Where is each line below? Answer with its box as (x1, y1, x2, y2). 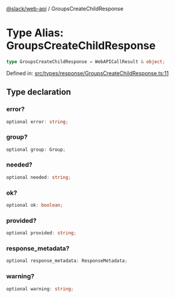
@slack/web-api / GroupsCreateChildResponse (6, 5, 124, 12)
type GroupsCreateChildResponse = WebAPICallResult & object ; (6, 58, 165, 65)
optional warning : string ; (6, 285, 74, 292)
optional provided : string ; (6, 230, 77, 236)
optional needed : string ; (6, 174, 71, 180)
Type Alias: (6, 26, 64, 40)
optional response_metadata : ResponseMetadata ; (6, 258, 128, 264)
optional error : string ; (6, 118, 69, 125)
